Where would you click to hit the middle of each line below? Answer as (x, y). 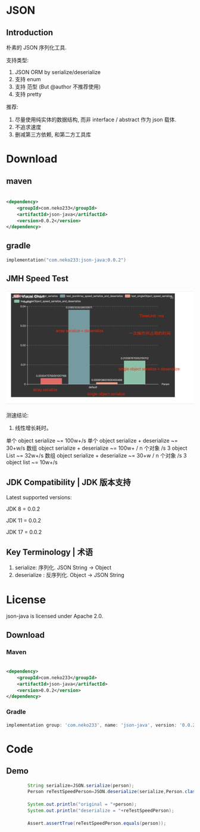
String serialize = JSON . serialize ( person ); (81, 785)
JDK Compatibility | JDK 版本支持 (68, 482)
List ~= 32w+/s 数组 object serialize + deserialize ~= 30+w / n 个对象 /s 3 (96, 455)
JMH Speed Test (37, 279)
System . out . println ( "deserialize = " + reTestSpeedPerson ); (101, 811)
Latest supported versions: (39, 497)
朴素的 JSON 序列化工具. (37, 47)
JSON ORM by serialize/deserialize (58, 72)
